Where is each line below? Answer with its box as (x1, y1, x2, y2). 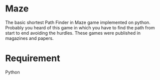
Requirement (5, 53, 60, 64)
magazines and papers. (5, 35, 54, 41)
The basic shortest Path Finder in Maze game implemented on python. (5, 19, 150, 25)
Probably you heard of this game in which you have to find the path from (5, 24, 155, 30)
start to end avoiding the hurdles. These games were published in (5, 30, 141, 36)
